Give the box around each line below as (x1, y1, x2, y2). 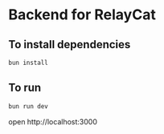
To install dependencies (8, 38, 131, 51)
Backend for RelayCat (8, 6, 157, 24)
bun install (8, 59, 48, 67)
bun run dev (8, 102, 48, 110)
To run (8, 81, 42, 95)
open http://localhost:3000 (8, 116, 98, 126)
